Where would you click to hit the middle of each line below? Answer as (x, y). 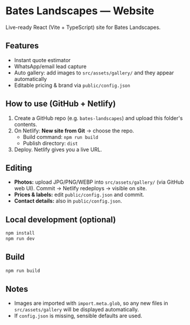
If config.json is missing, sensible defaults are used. (78, 316)
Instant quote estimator (42, 60)
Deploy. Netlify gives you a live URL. (58, 149)
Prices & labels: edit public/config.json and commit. (79, 195)
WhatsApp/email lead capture (50, 66)
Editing (19, 168)
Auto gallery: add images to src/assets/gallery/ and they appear (94, 73)
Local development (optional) (61, 220)
